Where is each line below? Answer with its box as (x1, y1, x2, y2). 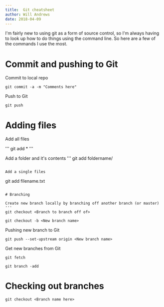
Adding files (5, 119, 56, 131)
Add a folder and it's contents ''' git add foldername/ (5, 155, 113, 161)
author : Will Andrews (5, 12, 50, 17)
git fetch (5, 255, 26, 260)
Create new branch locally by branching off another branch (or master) (5, 201, 160, 206)
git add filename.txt (5, 178, 45, 184)
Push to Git (5, 93, 28, 99)
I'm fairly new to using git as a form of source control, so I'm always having (5, 30, 160, 36)
